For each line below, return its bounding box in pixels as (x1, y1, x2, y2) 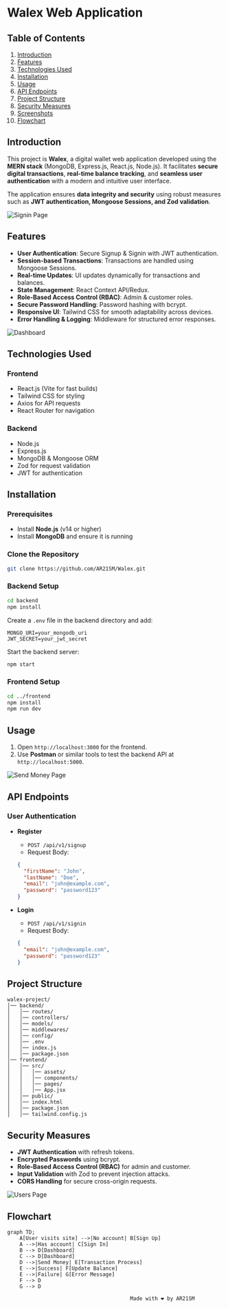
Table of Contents (7, 32, 86, 44)
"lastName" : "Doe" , (23, 874, 80, 881)
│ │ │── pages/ (7, 1081, 63, 1088)
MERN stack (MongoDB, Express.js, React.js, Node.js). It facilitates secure (7, 162, 218, 170)
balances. (16, 278, 45, 287)
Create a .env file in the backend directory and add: (7, 616, 153, 625)
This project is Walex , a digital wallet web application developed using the (7, 154, 217, 163)
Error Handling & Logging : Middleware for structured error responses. (16, 315, 216, 323)
